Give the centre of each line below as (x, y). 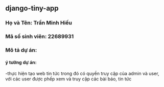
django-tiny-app (32, 8)
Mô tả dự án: (21, 50)
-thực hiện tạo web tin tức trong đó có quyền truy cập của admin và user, (82, 74)
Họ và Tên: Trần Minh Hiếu (39, 23)
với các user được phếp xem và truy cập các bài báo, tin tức (68, 79)
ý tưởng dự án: (21, 62)
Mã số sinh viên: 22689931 (40, 37)
